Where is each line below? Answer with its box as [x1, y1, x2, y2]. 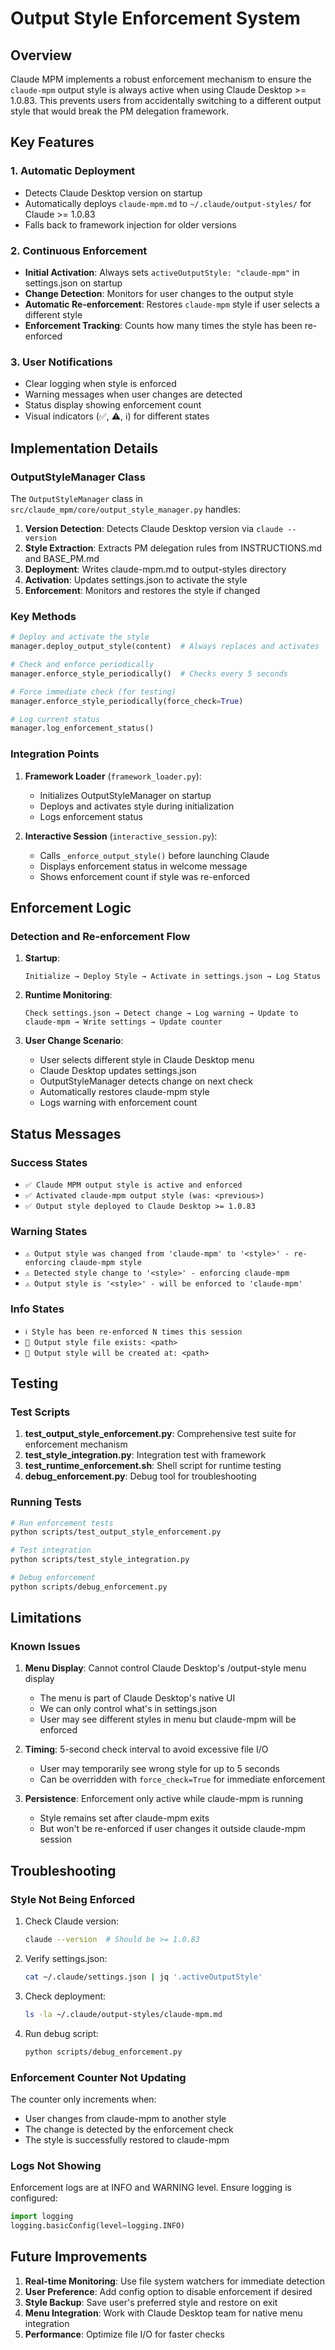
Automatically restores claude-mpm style [39, 1086, 210, 1098]
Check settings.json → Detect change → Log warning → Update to [24, 1008, 299, 1019]
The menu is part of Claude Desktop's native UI [39, 1692, 236, 1704]
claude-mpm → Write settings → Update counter [24, 1017, 223, 1027]
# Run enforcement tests [10, 1518, 114, 1528]
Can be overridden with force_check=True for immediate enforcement [39, 1773, 326, 1786]
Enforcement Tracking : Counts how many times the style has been [24, 319, 303, 331]
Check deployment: [24, 1990, 107, 2002]
